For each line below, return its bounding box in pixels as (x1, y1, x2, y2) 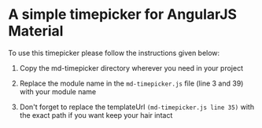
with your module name (19, 86, 97, 96)
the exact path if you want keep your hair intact (19, 110, 173, 119)
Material (8, 22, 64, 40)
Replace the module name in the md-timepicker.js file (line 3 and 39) (19, 79, 244, 88)
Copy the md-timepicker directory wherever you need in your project (19, 63, 244, 72)
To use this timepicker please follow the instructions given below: (8, 48, 220, 57)
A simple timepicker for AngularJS (8, 5, 238, 24)
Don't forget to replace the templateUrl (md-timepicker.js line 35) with (19, 102, 254, 112)
